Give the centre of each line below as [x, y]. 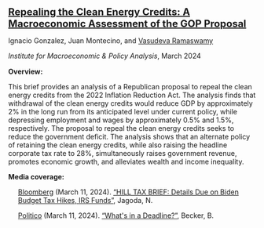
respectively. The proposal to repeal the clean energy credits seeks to [121, 128]
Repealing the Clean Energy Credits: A [99, 12]
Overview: [26, 71]
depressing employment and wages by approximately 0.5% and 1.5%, [121, 120]
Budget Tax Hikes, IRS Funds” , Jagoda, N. [86, 200]
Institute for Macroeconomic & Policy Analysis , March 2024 [105, 56]
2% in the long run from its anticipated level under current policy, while [123, 112]
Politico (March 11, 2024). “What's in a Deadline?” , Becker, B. [116, 215]
